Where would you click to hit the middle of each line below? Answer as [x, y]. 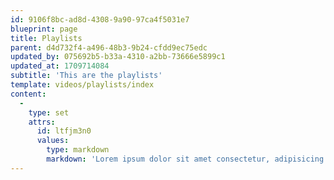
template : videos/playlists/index [82, 85]
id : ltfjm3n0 [64, 131]
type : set [49, 112]
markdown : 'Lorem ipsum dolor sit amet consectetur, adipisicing [185, 159]
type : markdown [78, 150]
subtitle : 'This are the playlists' [86, 76]
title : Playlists [46, 38]
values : [53, 141]
